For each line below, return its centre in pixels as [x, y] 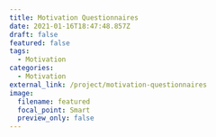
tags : [19, 51]
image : [22, 93]
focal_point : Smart [54, 110]
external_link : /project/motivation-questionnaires [108, 85]
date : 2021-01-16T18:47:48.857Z [70, 26]
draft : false [34, 34]
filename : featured [54, 101]
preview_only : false [56, 118]
